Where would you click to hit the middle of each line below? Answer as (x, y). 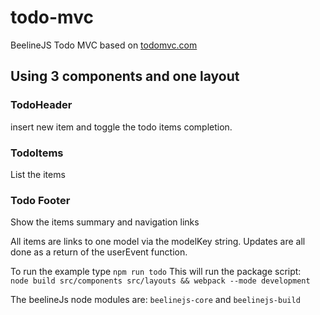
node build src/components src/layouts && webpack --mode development (160, 281)
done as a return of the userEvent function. (99, 252)
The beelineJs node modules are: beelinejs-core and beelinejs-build (155, 300)
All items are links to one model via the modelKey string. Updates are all (158, 242)
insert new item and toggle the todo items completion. (121, 127)
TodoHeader (41, 105)
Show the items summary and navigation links (105, 222)
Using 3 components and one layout (125, 76)
